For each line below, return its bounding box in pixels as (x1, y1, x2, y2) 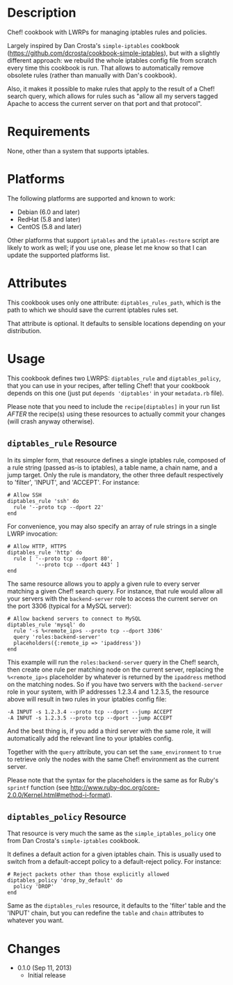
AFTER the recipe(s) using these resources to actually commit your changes (7, 410, 226, 418)
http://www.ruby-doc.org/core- (70, 783, 160, 791)
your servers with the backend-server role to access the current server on (7, 594, 218, 603)
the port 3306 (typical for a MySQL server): (7, 601, 132, 610)
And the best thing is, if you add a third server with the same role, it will (7, 727, 211, 735)
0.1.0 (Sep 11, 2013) (17, 963, 72, 972)
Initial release (27, 971, 66, 979)
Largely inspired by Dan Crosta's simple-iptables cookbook (7, 41, 179, 49)
